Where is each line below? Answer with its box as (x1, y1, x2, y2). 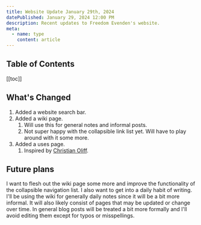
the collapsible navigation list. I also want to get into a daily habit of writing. (6, 186, 193, 194)
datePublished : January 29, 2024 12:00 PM (6, 14, 114, 20)
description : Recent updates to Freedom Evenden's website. (6, 20, 161, 26)
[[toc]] (6, 75, 22, 82)
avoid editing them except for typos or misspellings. (6, 212, 135, 220)
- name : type (11, 31, 45, 37)
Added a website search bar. (14, 108, 87, 116)
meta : (6, 25, 20, 32)
